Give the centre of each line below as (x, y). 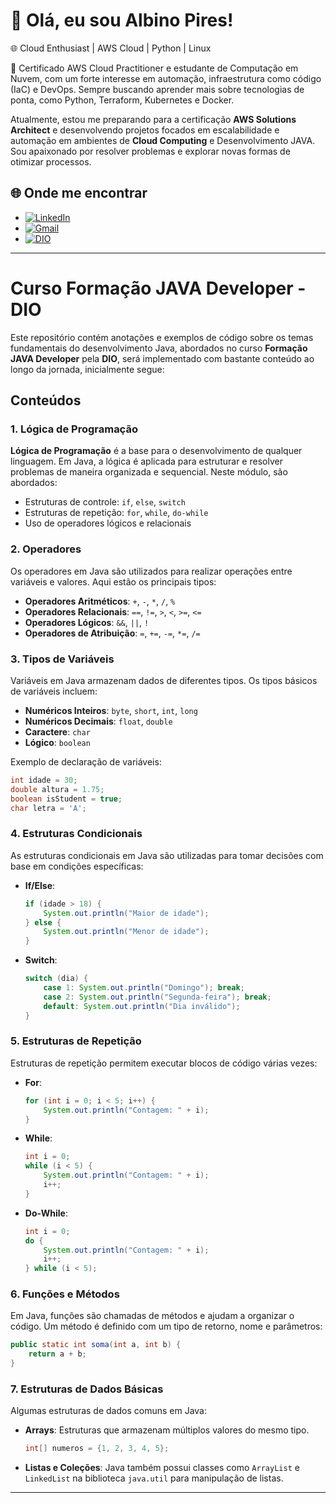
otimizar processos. (51, 161)
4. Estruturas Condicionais (76, 834)
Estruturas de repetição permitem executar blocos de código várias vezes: (164, 1063)
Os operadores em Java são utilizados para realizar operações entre (151, 571)
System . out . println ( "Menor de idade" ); (126, 932)
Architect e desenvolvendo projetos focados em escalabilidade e (145, 130)
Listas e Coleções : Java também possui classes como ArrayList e (162, 1468)
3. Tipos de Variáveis (62, 659)
